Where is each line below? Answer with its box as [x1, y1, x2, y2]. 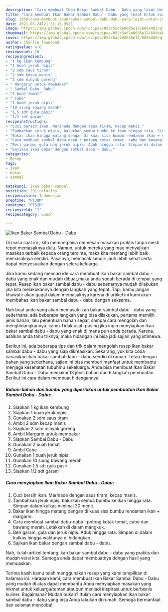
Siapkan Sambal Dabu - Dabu [12, 436, 74, 442]
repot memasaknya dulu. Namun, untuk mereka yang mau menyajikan [5, 245, 149, 251]
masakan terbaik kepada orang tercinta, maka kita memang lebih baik [5, 250, 149, 256]
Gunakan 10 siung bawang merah [12, 457, 82, 463]
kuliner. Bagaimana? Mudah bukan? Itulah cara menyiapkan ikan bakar [5, 591, 150, 597]
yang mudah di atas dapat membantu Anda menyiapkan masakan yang [5, 581, 152, 587]
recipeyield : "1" [5, 207, 42, 212]
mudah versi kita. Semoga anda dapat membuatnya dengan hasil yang [5, 555, 150, 561]
